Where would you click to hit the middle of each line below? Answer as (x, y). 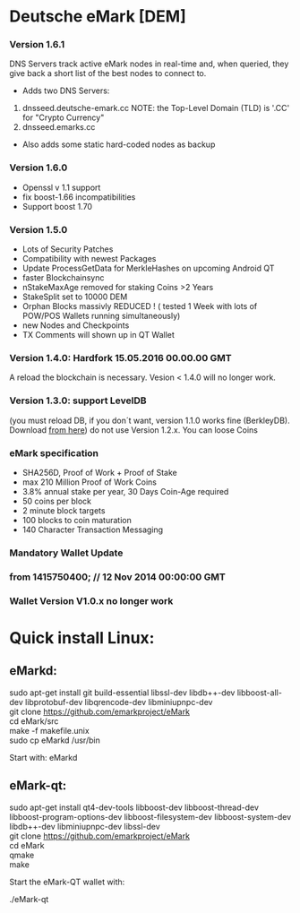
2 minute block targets (64, 510)
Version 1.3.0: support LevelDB (78, 401)
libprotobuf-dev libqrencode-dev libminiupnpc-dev (119, 702)
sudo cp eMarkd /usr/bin (55, 740)
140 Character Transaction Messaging (93, 530)
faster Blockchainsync (63, 278)
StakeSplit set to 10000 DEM (75, 297)
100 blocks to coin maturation (77, 520)
